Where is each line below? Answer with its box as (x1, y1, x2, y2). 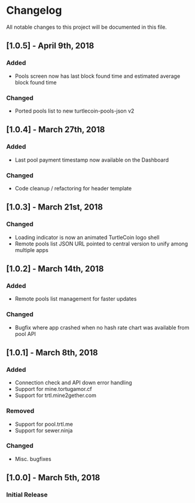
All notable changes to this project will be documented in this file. (6, 23, 167, 31)
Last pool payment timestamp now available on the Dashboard (14, 156, 169, 163)
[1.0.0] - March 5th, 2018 (6, 472, 100, 483)
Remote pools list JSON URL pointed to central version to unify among (14, 240, 188, 247)
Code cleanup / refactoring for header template (14, 184, 132, 192)
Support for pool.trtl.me (14, 420, 74, 428)
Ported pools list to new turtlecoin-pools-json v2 (14, 107, 135, 114)
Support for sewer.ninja (14, 426, 73, 434)
